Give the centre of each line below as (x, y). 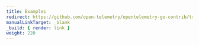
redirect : (18, 17)
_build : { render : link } (38, 28)
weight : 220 (21, 33)
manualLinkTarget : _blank (38, 22)
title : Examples (26, 11)
